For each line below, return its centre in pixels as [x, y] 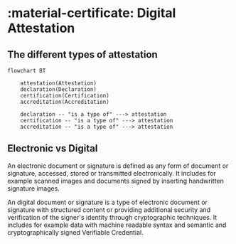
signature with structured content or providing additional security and [109, 209]
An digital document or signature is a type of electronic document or [108, 202]
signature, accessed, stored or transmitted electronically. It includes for [112, 173]
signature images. [34, 188]
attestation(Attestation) [59, 83]
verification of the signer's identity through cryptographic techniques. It [112, 217]
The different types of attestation [82, 54]
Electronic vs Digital [53, 148]
